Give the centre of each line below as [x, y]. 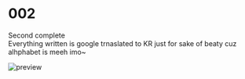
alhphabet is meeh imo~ [47, 52]
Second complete [37, 35]
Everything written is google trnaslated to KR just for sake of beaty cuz [122, 43]
